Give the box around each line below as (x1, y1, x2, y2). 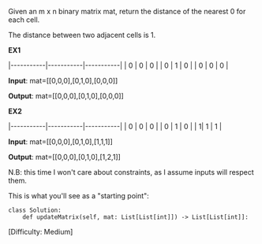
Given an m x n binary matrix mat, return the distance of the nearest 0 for (8, 7, 246, 16)
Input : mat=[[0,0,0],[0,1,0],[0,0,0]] (8, 76, 118, 85)
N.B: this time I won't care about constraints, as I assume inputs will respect (8, 168, 254, 176)
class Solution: (8, 206, 62, 214)
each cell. (8, 15, 40, 24)
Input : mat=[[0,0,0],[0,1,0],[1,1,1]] (8, 137, 113, 146)
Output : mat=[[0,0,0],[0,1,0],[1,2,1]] (8, 153, 121, 161)
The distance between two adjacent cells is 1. (8, 31, 156, 39)
